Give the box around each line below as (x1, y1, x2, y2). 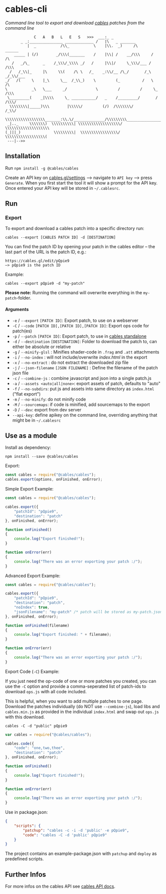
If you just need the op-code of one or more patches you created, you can (5, 678, 157, 684)
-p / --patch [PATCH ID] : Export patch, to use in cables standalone (12, 333, 147, 339)
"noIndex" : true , (14, 605, 50, 610)
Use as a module (5, 432, 57, 440)
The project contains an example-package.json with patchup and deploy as (5, 850, 157, 856)
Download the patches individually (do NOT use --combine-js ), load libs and (5, 703, 160, 709)
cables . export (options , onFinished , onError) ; (5, 477, 103, 482)
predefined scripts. (5, 856, 44, 862)
